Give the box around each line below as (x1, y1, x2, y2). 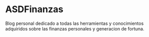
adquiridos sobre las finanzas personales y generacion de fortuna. (5, 25, 145, 31)
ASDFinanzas (5, 4, 64, 15)
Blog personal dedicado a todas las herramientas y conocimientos (5, 20, 144, 26)
